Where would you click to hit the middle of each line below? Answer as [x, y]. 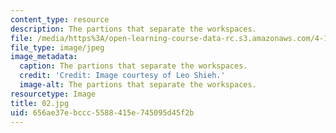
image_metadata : [44, 57]
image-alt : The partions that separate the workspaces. [138, 85]
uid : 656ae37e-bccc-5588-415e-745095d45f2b [102, 112]
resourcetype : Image [53, 94]
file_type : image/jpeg [57, 47]
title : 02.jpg [40, 103]
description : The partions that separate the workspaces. [133, 29]
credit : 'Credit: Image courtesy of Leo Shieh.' [122, 76]
